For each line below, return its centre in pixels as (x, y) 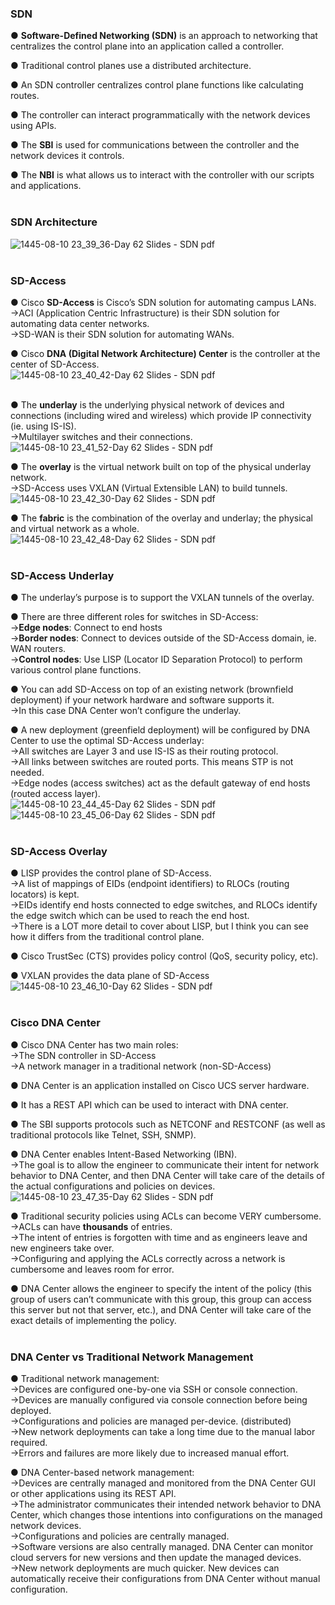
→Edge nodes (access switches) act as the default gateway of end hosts (160, 783)
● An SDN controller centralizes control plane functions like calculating (157, 85)
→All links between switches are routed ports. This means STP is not (152, 762)
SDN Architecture (54, 222)
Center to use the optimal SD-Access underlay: (107, 741)
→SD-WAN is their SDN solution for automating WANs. (122, 334)
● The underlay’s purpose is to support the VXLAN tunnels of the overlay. (162, 598)
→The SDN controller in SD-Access (83, 1055)
